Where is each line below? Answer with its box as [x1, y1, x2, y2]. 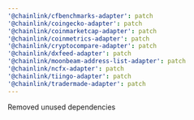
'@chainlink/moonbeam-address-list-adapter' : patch [7, 58, 186, 66]
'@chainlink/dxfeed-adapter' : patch [7, 49, 131, 58]
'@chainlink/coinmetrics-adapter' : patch [7, 34, 150, 43]
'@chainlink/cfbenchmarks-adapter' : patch [7, 11, 153, 20]
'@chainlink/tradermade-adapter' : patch [7, 79, 147, 88]
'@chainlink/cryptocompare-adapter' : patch [7, 42, 157, 50]
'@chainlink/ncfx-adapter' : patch [7, 65, 125, 73]
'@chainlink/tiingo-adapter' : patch [7, 72, 131, 80]
